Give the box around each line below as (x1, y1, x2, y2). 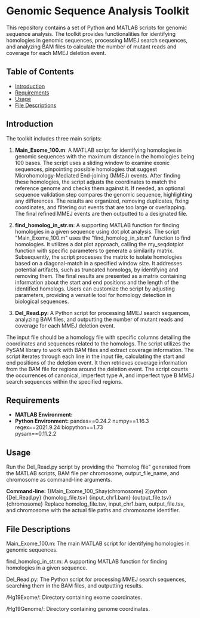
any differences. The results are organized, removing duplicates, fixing (14, 197, 189, 204)
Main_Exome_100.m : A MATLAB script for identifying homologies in (14, 146, 182, 154)
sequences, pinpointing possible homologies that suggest (14, 166, 157, 173)
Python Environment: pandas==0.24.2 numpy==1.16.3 (14, 417, 149, 425)
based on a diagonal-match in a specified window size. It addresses (14, 259, 183, 267)
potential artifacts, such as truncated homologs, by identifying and (14, 266, 179, 273)
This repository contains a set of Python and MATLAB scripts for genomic (6, 24, 187, 31)
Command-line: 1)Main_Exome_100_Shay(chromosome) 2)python (6, 488, 168, 495)
